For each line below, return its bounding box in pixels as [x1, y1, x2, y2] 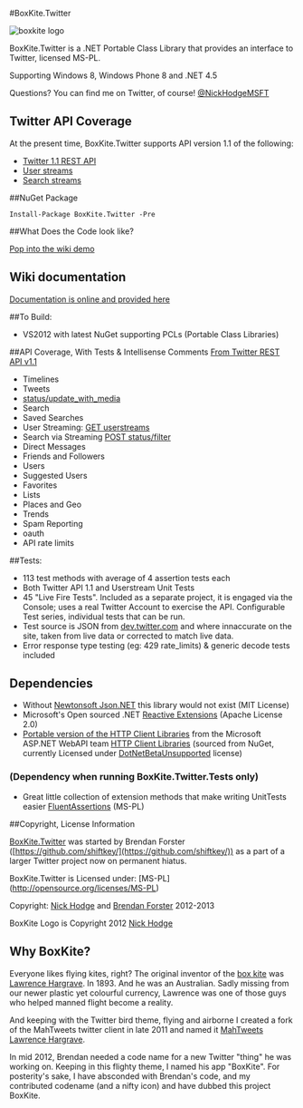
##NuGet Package [9, 192, 79, 203]
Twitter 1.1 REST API [22, 155, 97, 166]
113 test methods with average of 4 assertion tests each [22, 572, 231, 583]
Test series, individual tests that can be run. [22, 611, 185, 622]
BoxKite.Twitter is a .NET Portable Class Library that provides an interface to [9, 43, 294, 53]
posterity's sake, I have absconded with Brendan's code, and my [9, 1070, 251, 1082]
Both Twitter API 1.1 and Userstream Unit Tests [22, 582, 195, 593]
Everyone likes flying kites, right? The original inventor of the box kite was [9, 967, 285, 978]
